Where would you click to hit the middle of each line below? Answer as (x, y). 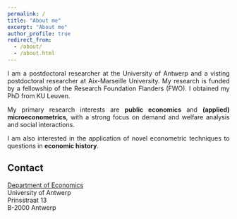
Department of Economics (45, 185)
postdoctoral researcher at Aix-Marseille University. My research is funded (119, 81)
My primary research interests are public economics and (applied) (119, 109)
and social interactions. (41, 124)
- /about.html (34, 54)
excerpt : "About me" (38, 27)
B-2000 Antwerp (32, 207)
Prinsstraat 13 (27, 200)
